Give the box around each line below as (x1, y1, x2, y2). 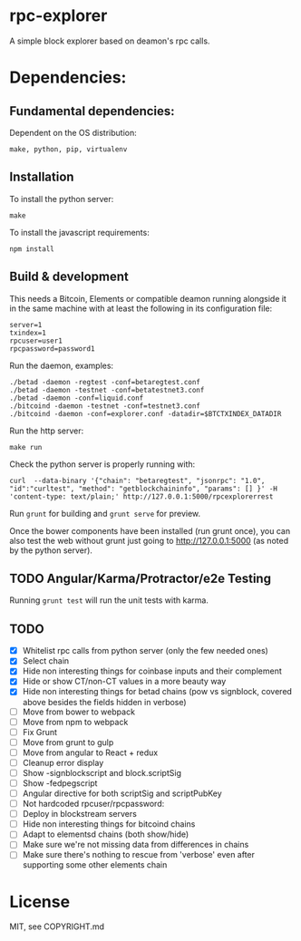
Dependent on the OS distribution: (9, 127, 138, 138)
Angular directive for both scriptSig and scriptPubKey (22, 788, 222, 799)
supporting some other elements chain (22, 859, 168, 870)
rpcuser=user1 (9, 336, 63, 345)
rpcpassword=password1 (9, 344, 95, 354)
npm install (9, 244, 54, 254)
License (9, 891, 71, 912)
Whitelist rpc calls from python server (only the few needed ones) (22, 645, 269, 656)
